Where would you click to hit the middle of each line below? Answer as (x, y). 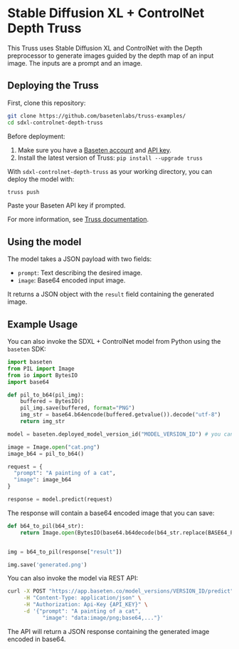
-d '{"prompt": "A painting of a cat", (82, 611)
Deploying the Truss (53, 86)
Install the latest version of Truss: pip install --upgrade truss (110, 158)
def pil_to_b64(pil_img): (46, 395)
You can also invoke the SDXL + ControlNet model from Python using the (114, 341)
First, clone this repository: (47, 103)
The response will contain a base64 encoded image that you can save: (111, 513)
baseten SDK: (27, 349)
